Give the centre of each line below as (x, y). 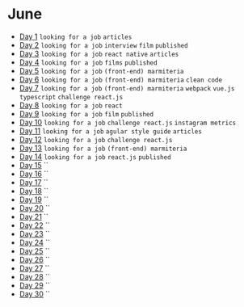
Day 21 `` (34, 217)
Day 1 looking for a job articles (76, 36)
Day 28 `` (34, 276)
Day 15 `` (34, 165)
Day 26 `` (34, 259)
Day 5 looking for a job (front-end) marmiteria (101, 70)
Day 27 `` (34, 268)
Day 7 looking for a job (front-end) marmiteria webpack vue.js (127, 88)
